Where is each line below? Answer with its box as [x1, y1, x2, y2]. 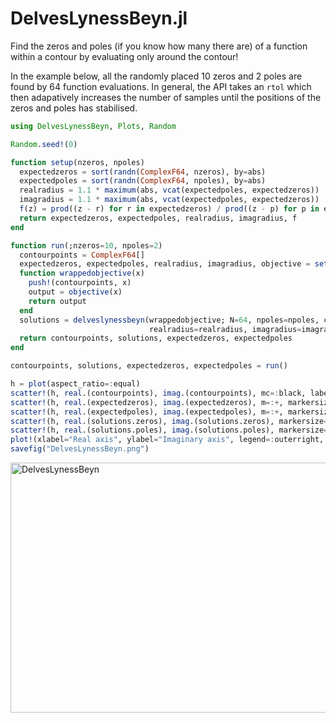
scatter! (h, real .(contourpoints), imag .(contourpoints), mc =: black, [10, 388, 307, 398]
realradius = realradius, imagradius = [148, 324, 302, 334]
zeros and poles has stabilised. [10, 102, 138, 114]
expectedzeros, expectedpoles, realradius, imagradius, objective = [19, 259, 311, 269]
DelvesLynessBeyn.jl [10, 7, 188, 30]
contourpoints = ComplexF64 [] [19, 250, 145, 260]
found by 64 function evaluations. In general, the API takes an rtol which [10, 80, 312, 92]
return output [28, 296, 87, 306]
